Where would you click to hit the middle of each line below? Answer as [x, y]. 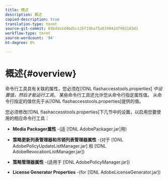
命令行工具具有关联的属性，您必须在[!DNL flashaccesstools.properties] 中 [82, 88]
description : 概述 [24, 15]
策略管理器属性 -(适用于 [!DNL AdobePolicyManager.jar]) [71, 162]
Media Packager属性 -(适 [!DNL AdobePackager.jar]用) [70, 129]
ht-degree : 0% [20, 43]
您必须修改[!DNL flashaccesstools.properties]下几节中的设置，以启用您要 [81, 112]
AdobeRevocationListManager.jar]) [49, 151]
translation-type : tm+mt [31, 24]
